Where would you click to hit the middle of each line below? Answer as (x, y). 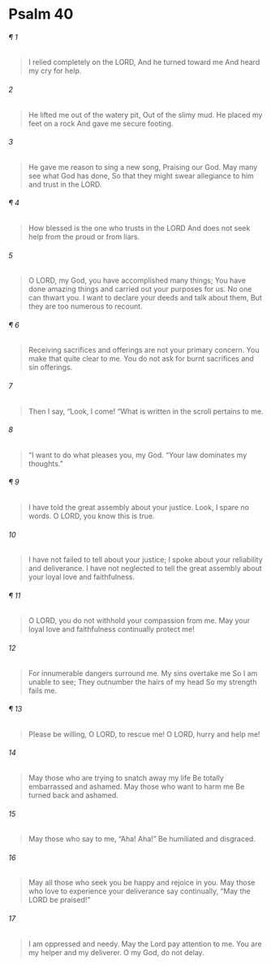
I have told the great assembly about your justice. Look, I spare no (139, 508)
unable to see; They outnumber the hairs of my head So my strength (142, 682)
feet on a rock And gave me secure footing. (101, 123)
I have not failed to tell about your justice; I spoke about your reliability (146, 560)
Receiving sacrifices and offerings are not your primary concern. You (144, 350)
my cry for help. (55, 71)
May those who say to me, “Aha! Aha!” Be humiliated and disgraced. (142, 839)
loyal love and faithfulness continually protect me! (111, 630)
